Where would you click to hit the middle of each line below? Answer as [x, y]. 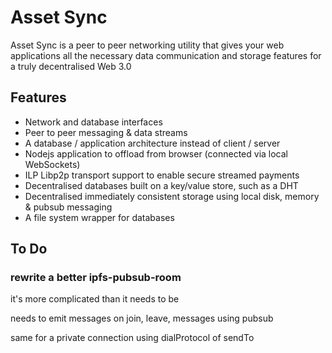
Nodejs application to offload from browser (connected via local [156, 153]
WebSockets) [52, 164]
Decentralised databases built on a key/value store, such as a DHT [161, 185]
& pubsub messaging [68, 207]
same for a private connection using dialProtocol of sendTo [132, 338]
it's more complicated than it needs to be [95, 299]
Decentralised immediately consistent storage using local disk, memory [172, 196]
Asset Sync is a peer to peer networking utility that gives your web [147, 45]
